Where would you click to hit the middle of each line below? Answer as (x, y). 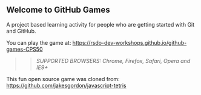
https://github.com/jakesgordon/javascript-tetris (67, 85)
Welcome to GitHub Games (58, 10)
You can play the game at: (39, 42)
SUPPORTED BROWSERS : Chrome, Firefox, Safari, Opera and (113, 61)
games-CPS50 (25, 49)
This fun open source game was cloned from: (63, 79)
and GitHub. (21, 31)
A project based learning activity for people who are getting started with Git (100, 24)
